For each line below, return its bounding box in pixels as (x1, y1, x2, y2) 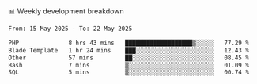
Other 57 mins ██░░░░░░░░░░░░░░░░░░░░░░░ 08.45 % (8, 54, 249, 62)
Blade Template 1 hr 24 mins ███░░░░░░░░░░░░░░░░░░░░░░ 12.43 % (8, 46, 249, 54)
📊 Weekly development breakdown (8, 6, 124, 16)
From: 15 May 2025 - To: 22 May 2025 (8, 25, 133, 32)
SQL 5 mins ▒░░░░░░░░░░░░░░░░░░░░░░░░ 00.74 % (8, 68, 249, 77)
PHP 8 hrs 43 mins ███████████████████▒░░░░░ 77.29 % (8, 39, 249, 47)
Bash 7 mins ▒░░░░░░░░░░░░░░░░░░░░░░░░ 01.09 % (8, 61, 249, 69)
